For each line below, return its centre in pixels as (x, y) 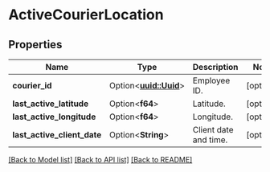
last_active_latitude (51, 104)
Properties (35, 45)
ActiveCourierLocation (86, 15)
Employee (211, 80)
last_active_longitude (54, 117)
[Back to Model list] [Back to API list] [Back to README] (100, 160)
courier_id (32, 86)
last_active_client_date (57, 135)
